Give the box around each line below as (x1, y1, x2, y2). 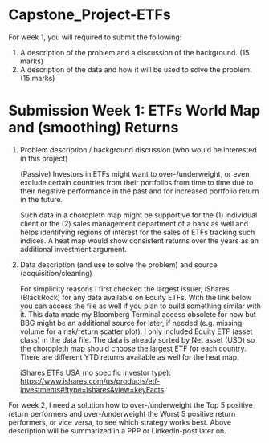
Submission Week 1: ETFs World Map (8, 102, 261, 120)
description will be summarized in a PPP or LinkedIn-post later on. (8, 425, 226, 435)
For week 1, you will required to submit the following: (8, 32, 182, 42)
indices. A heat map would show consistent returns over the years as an (19, 235, 259, 246)
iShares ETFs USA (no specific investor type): (19, 368, 171, 377)
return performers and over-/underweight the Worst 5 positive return (8, 408, 236, 418)
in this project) (19, 153, 68, 163)
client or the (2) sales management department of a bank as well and (19, 218, 249, 228)
